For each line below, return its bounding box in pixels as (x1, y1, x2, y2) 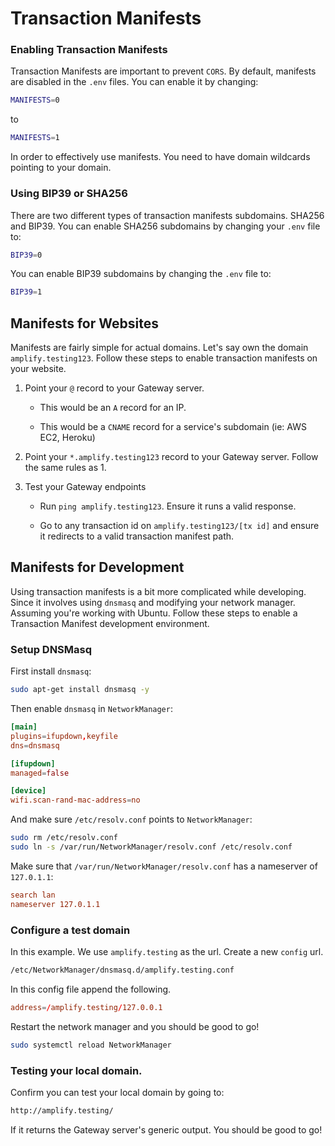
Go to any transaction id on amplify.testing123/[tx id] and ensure (39, 520, 320, 532)
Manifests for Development (10, 559, 185, 576)
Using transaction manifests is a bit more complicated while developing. (10, 585, 307, 597)
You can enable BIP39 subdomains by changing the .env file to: (10, 268, 272, 280)
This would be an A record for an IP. (39, 402, 187, 414)
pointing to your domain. (10, 162, 112, 174)
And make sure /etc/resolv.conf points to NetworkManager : (10, 813, 253, 826)
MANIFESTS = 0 (10, 95, 60, 106)
